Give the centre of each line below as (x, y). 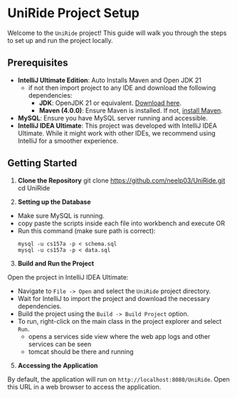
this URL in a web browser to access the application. (84, 387)
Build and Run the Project (56, 263)
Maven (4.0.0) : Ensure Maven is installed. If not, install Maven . (131, 110)
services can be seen (60, 344)
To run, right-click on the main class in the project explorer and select (120, 321)
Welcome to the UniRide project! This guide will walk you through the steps (117, 33)
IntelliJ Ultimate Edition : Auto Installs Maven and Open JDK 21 (109, 80)
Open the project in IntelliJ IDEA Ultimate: (68, 277)
